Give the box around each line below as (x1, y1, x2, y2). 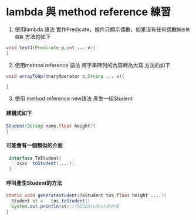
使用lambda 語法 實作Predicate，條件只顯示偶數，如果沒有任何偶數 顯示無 (14, 26, 190, 33)
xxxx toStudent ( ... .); (16, 160, 75, 167)
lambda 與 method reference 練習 (6, 5, 171, 19)
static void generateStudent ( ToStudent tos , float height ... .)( (6, 192, 167, 199)
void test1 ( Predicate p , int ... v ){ (6, 44, 96, 50)
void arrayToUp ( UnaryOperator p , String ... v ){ (6, 73, 125, 79)
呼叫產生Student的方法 (6, 179, 63, 186)
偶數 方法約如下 (14, 33, 51, 40)
